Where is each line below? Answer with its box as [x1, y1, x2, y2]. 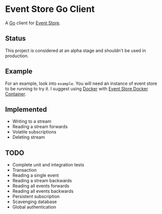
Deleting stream [12, 134, 45, 140]
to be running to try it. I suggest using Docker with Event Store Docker [5, 85, 148, 91]
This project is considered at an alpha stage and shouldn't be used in [5, 47, 146, 53]
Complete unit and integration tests [12, 162, 84, 168]
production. [5, 53, 29, 59]
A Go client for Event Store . [5, 20, 61, 26]
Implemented [5, 105, 47, 114]
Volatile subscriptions [12, 129, 56, 135]
